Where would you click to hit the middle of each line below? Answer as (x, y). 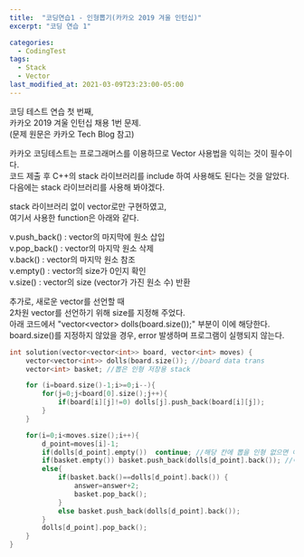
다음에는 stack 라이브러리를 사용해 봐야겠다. (87, 187)
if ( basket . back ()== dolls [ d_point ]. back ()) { (143, 477)
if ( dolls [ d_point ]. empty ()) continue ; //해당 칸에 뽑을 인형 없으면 (165, 452)
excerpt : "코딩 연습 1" (51, 26)
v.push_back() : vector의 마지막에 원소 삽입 (87, 237)
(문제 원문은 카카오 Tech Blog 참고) (72, 134)
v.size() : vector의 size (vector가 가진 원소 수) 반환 (100, 282)
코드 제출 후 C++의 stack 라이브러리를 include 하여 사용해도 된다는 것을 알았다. (149, 175)
